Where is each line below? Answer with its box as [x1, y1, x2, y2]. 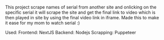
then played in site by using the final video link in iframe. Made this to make [5, 15, 159, 20]
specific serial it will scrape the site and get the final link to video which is [5, 9, 156, 15]
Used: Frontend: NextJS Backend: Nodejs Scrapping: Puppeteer [5, 30, 137, 35]
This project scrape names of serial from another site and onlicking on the [5, 4, 157, 10]
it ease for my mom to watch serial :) [5, 20, 81, 26]
